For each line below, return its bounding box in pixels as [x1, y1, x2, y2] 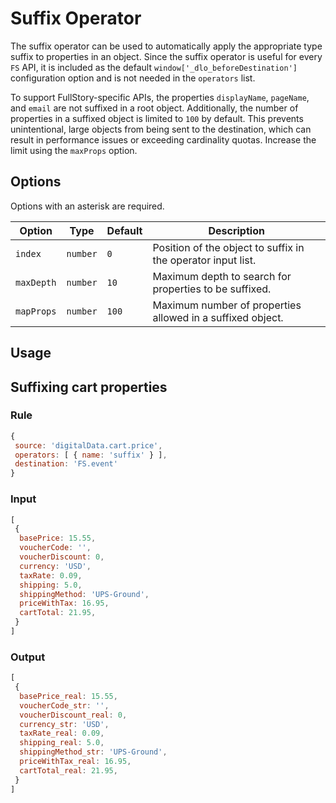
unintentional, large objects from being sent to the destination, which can [10, 123, 312, 135]
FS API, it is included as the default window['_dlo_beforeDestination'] [10, 61, 298, 73]
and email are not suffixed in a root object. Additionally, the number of [10, 102, 299, 114]
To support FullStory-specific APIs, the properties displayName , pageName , [10, 91, 310, 103]
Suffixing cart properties [10, 378, 168, 396]
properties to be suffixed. [152, 282, 272, 296]
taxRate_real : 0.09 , [19, 728, 105, 739]
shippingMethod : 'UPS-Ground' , [19, 589, 150, 599]
